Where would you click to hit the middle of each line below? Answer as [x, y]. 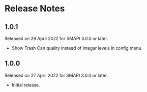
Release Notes [35, 9]
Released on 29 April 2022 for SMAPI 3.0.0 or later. [57, 38]
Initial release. [26, 85]
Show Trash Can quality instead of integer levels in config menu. [77, 48]
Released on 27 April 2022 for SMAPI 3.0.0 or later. [56, 75]
